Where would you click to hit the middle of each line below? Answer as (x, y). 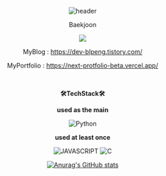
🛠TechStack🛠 (83, 93)
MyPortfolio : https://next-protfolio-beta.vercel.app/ (83, 65)
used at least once (83, 137)
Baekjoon (83, 24)
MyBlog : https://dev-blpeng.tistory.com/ (83, 52)
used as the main (83, 110)
